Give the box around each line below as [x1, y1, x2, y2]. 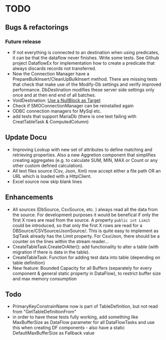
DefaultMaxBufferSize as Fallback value [12, 330, 95, 336]
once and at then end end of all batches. [12, 92, 96, 98]
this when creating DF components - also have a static [12, 324, 125, 331]
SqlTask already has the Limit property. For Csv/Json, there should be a [12, 233, 160, 239]
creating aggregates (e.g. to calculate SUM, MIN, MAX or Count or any [12, 157, 158, 163]
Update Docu [5, 133, 47, 142]
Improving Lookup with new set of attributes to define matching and [12, 146, 152, 152]
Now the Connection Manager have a [12, 71, 89, 77]
